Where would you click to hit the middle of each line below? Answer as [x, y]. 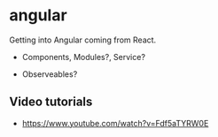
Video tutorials [51, 102]
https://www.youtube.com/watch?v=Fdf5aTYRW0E [115, 123]
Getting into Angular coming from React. [83, 40]
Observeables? [50, 74]
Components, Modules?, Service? [84, 57]
